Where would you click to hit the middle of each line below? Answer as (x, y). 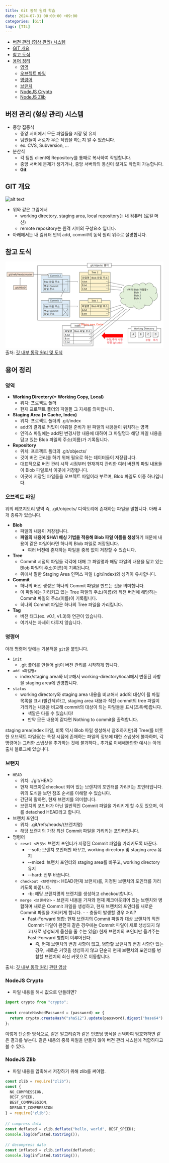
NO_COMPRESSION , (27, 1092)
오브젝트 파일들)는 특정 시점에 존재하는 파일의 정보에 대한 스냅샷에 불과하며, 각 (87, 736)
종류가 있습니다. (26, 515)
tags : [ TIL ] (18, 27)
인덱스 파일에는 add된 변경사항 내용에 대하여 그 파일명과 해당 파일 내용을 (91, 433)
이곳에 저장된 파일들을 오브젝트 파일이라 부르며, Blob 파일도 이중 (83, 476)
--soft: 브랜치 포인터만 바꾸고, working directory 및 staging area (92, 849)
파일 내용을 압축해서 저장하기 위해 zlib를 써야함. (59, 1071)
